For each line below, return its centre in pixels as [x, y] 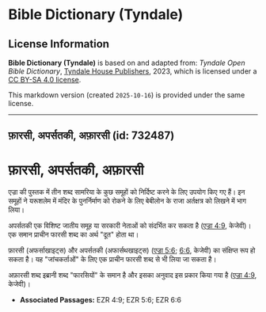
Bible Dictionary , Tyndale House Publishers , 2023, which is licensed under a [133, 71]
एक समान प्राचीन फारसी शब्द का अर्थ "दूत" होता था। [74, 234]
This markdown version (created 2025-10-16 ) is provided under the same [127, 95]
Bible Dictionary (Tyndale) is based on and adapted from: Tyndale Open [127, 63]
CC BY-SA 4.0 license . [45, 80]
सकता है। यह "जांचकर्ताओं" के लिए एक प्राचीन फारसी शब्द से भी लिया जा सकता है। [112, 260]
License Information [59, 44]
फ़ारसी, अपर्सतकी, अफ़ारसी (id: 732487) [91, 136]
